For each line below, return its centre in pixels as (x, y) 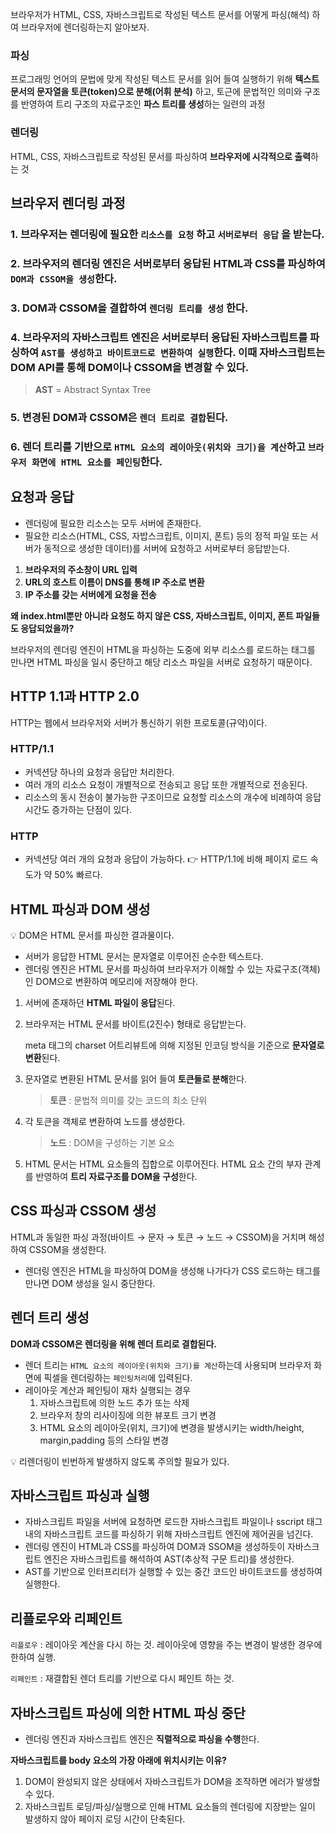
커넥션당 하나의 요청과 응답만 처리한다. (99, 772)
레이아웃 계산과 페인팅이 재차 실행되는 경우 (108, 1390)
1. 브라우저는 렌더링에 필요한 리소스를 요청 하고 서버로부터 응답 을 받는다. (167, 234)
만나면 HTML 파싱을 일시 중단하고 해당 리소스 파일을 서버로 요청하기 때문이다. (161, 662)
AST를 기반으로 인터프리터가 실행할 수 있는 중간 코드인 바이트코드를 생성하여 (173, 1572)
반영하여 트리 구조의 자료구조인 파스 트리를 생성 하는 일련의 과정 (143, 104)
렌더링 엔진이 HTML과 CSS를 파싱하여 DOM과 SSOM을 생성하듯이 (155, 1547)
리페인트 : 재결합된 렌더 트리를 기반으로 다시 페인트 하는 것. (122, 1679)
